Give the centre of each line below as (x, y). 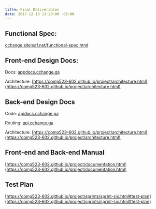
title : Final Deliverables (32, 9)
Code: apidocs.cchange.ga (32, 113)
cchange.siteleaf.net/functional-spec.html (47, 45)
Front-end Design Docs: (42, 60)
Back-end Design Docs (40, 102)
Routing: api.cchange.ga (29, 123)
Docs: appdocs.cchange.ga (32, 72)
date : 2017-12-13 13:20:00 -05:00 (40, 14)
